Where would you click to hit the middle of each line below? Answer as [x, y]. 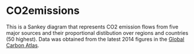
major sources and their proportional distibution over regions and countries [97, 33]
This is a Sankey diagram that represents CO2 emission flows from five [92, 27]
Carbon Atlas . [23, 45]
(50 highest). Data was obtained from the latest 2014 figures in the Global [95, 39]
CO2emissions [43, 11]
